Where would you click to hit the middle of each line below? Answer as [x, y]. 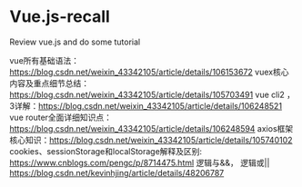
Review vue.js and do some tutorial [75, 42]
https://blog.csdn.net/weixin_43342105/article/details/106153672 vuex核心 [149, 72]
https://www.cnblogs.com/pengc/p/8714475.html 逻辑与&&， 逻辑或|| [140, 162]
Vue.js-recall [60, 17]
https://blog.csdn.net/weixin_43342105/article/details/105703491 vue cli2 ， [152, 94]
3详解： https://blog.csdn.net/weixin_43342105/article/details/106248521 [146, 105]
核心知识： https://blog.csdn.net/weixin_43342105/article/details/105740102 [151, 140]
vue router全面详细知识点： [60, 117]
